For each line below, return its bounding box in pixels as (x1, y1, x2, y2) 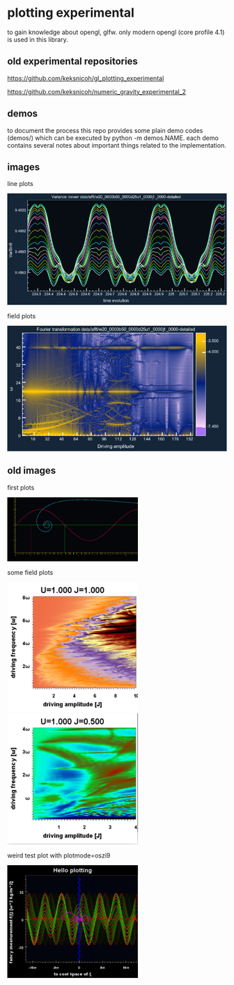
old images (7, 465, 56, 476)
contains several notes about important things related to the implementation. (7, 141, 226, 149)
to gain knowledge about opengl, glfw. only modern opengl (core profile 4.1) (7, 28, 225, 36)
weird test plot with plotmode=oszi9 (7, 851, 111, 860)
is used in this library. (7, 35, 68, 43)
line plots (7, 180, 33, 188)
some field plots (7, 568, 54, 576)
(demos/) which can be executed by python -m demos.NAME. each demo (7, 134, 219, 142)
